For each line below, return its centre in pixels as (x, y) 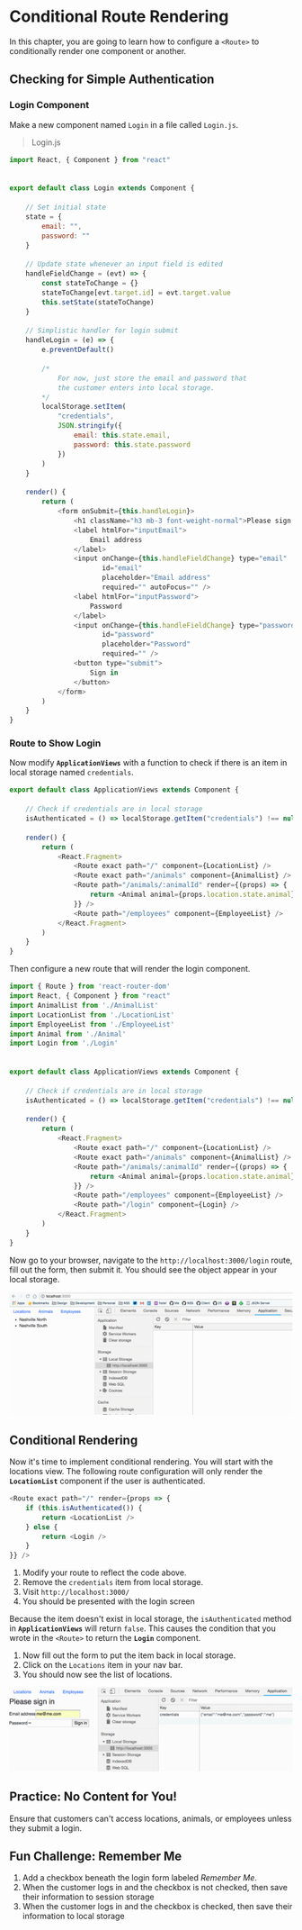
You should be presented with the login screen (109, 1601)
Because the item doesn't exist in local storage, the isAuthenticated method (151, 1619)
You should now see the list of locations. (97, 1675)
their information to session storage (88, 1897)
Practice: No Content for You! (93, 1797)
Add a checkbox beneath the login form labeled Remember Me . (140, 1878)
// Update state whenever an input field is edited (124, 264)
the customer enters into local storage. (136, 388)
